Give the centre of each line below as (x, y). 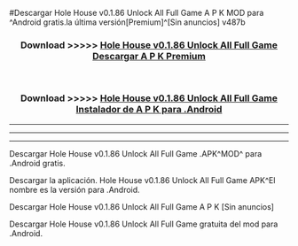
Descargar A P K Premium (149, 56)
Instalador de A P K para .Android (149, 110)
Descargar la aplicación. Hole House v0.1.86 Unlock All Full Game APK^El (142, 180)
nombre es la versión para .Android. (74, 189)
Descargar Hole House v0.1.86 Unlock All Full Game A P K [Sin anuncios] (142, 206)
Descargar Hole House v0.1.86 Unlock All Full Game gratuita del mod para (144, 224)
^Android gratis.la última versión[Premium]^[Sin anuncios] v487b (127, 22)
